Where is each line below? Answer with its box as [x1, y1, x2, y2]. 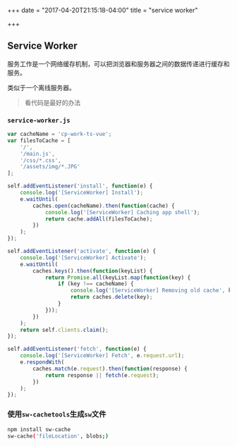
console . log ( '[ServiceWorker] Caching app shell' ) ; [44, 209, 200, 216]
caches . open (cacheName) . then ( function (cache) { [32, 202, 175, 209]
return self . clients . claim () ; [20, 326, 109, 333]
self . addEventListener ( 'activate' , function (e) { [7, 248, 157, 255]
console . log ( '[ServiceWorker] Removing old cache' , [70, 287, 226, 295]
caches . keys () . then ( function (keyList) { [32, 267, 153, 274]
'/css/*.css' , [20, 156, 61, 164]
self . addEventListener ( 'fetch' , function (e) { [7, 345, 147, 353]
